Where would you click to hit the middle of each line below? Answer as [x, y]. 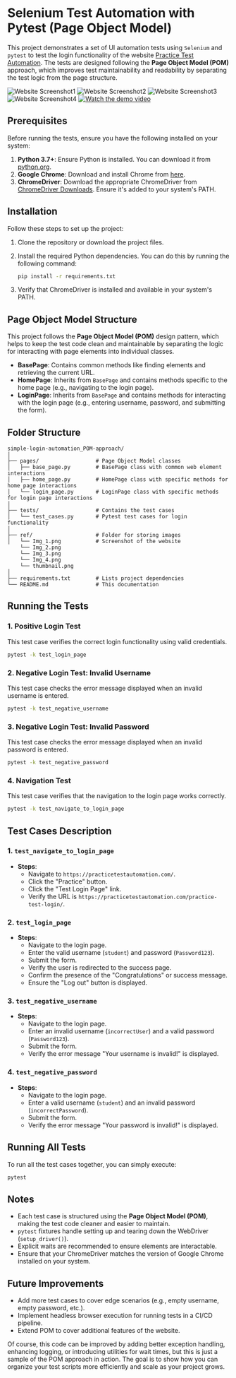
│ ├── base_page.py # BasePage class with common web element [114, 468]
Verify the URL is [52, 896]
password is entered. [38, 749]
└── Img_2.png [41, 548]
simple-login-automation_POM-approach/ [66, 449]
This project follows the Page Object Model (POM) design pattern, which [113, 336]
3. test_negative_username [52, 1001]
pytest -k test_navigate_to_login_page [66, 809]
